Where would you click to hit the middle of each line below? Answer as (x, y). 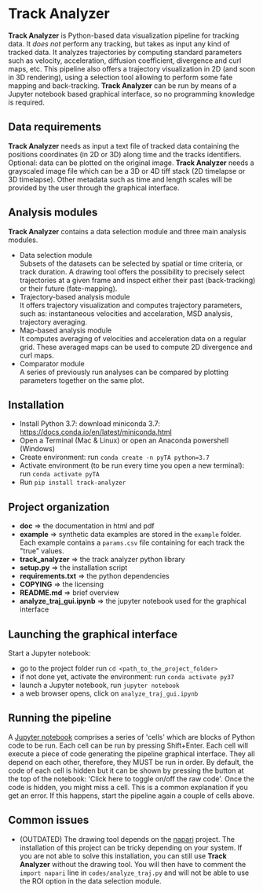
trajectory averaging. (53, 322)
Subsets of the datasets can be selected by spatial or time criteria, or (131, 263)
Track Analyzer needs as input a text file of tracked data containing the (124, 145)
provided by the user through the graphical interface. (94, 187)
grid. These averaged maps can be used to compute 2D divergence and (136, 347)
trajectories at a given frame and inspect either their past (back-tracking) (137, 280)
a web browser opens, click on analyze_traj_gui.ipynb (109, 693)
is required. (26, 102)
